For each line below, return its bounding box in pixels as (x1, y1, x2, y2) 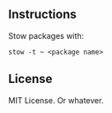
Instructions (8, 7, 77, 22)
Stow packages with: (8, 30, 85, 41)
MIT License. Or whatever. (8, 94, 104, 105)
